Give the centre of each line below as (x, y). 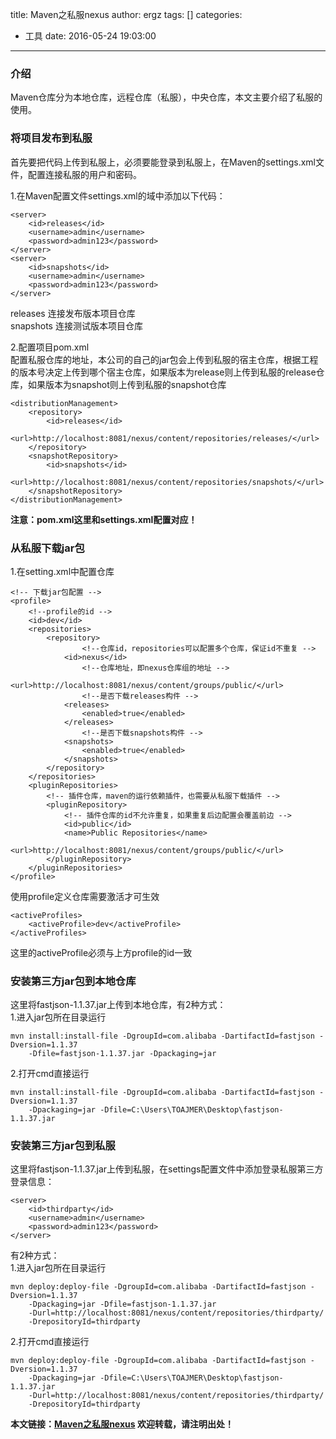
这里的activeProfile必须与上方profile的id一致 (101, 952)
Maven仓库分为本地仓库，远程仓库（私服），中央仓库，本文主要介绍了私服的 (166, 97)
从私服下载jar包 (47, 548)
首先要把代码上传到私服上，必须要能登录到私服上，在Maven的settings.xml (163, 162)
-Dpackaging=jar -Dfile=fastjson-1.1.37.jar (122, 1304)
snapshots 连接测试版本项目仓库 (76, 325)
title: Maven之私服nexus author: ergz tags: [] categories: (126, 14)
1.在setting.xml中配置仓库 (62, 571)
